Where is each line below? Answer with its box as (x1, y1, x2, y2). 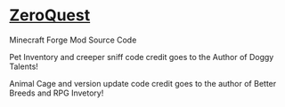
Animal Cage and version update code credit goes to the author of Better (9, 78, 277, 88)
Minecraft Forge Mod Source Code (9, 34, 137, 45)
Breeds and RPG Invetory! (9, 88, 104, 98)
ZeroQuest (9, 5, 91, 26)
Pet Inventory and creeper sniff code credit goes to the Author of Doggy (9, 51, 274, 62)
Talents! (9, 61, 38, 72)
